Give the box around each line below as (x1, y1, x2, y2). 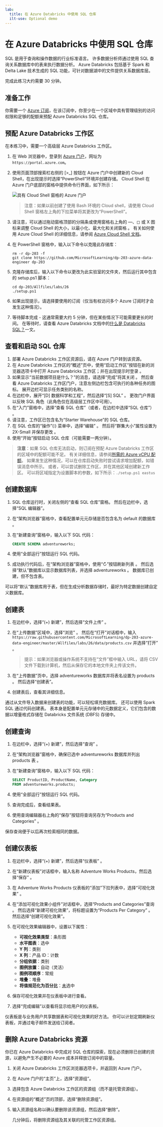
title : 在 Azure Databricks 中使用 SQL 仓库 (9, 12, 97, 17)
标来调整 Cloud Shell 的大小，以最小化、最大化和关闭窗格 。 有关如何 (12, 225, 150, 231)
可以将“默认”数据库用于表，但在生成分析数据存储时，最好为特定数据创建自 (5, 584, 154, 590)
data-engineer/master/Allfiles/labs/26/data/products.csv (12, 641, 132, 646)
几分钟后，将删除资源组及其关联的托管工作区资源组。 (12, 1117, 119, 1123)
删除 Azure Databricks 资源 (5, 1035, 88, 1043)
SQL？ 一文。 (12, 326, 38, 332)
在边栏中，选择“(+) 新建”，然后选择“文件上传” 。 (12, 619, 109, 625)
